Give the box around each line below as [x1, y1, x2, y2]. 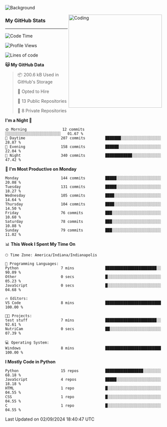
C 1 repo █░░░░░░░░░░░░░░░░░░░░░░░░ [5, 403, 162, 408]
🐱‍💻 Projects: [5, 313, 32, 319]
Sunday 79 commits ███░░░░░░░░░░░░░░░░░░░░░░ [5, 228, 162, 233]
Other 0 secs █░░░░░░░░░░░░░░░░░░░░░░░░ [5, 275, 162, 280]
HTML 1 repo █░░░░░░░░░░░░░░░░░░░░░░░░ [5, 386, 162, 391]
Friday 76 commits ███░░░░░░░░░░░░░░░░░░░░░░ [5, 211, 162, 215]
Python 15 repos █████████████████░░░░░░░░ [5, 368, 162, 373]
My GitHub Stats [5, 17, 46, 24]
